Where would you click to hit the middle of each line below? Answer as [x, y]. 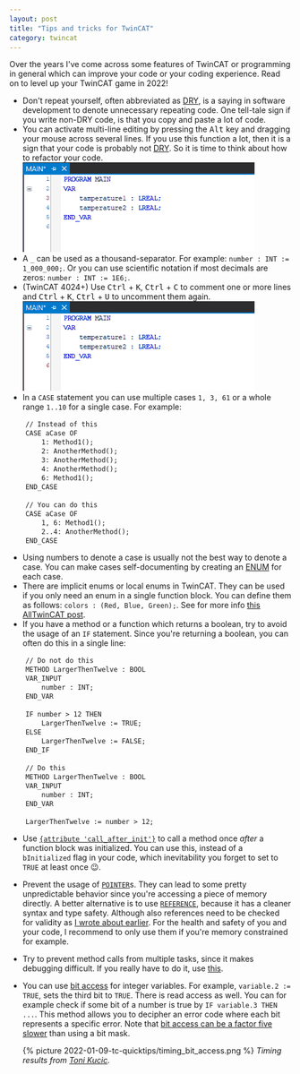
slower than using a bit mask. [76, 1034]
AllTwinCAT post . [54, 614]
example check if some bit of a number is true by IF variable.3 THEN [150, 1005]
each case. [43, 577]
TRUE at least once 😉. [61, 867]
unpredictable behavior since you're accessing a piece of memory [144, 894]
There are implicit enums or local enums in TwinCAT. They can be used [153, 586]
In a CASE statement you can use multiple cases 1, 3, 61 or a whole [146, 398]
